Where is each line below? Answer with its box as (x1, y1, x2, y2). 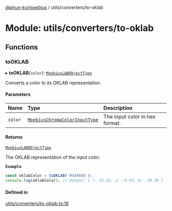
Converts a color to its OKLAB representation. (5, 80, 101, 86)
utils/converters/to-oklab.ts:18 (5, 200, 69, 207)
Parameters (5, 91, 31, 98)
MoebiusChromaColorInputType (27, 117, 99, 123)
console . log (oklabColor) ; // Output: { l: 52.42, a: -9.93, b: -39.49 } (5, 178, 164, 183)
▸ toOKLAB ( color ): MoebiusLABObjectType (5, 69, 92, 76)
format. (103, 120, 121, 127)
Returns (5, 133, 23, 140)
